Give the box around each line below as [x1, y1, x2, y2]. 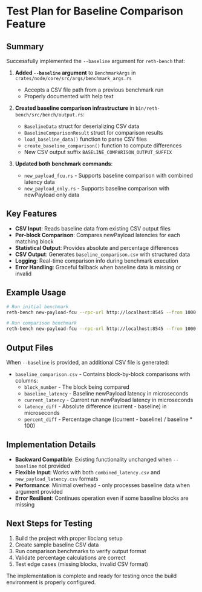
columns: [15, 377, 38, 384]
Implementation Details [6, 440, 96, 450]
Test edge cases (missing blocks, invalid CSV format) [15, 560, 148, 568]
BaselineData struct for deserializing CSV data [24, 123, 140, 130]
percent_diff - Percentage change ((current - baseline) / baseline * [24, 415, 193, 423]
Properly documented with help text [24, 93, 114, 99]
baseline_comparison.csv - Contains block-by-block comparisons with [15, 370, 191, 377]
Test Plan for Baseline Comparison [6, 4, 183, 18]
